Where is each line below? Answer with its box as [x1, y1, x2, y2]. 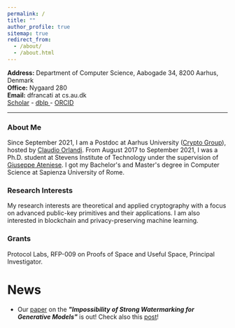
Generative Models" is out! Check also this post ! [17, 313, 159, 321]
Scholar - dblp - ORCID [7, 98, 74, 107]
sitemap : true [7, 29, 49, 37]
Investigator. [7, 257, 43, 266]
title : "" [7, 17, 36, 24]
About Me [7, 122, 42, 132]
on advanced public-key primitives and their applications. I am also [7, 209, 201, 217]
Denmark [7, 76, 34, 84]
